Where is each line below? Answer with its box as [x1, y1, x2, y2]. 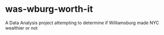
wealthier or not [5, 25, 38, 31]
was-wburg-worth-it [5, 3, 93, 15]
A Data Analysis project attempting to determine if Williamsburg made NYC [5, 20, 159, 26]
